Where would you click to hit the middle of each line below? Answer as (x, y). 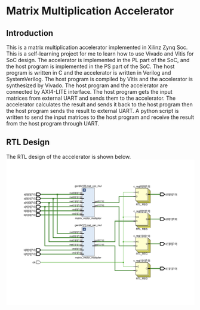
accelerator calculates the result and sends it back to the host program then (99, 105)
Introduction (30, 33)
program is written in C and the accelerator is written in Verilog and (89, 73)
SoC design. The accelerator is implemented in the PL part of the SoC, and (98, 60)
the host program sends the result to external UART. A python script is (93, 111)
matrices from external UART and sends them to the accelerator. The (91, 98)
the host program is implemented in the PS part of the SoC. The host (90, 66)
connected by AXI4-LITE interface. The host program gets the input (90, 92)
